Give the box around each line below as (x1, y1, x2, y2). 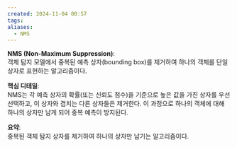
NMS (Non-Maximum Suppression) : (7, 49, 115, 58)
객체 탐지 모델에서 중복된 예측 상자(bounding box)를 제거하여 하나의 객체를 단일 (7, 58, 228, 66)
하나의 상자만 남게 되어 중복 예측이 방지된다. (7, 108, 129, 117)
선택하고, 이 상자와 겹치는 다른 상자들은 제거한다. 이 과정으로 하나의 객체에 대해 (7, 100, 225, 108)
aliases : (7, 23, 33, 30)
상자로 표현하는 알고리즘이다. (7, 66, 87, 75)
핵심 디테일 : (7, 82, 40, 90)
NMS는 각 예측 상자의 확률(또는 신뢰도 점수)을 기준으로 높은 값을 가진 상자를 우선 (7, 90, 231, 99)
